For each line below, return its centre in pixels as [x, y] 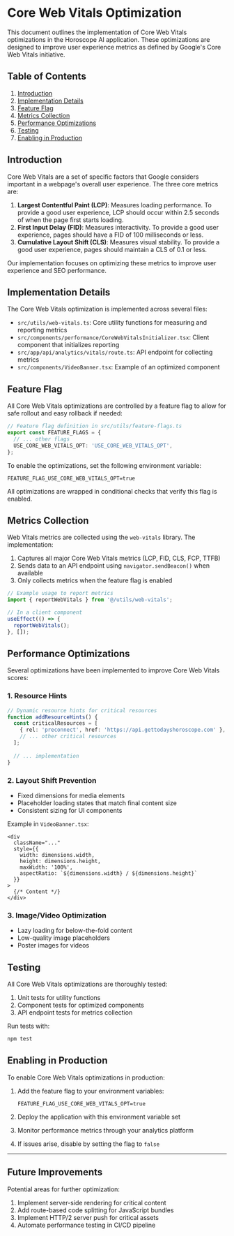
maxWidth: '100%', [46, 867]
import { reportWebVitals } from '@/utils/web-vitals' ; [90, 600]
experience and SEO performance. [57, 270]
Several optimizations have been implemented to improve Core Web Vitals [114, 670]
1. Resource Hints [37, 696]
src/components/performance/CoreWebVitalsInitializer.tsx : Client [113, 337]
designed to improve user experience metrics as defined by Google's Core [114, 47]
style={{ [26, 849]
